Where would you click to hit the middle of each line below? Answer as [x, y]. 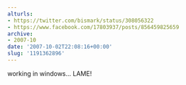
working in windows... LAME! [50, 73]
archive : [20, 34]
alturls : [20, 14]
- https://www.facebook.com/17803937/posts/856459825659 [93, 27]
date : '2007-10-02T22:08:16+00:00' [60, 47]
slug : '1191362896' [36, 54]
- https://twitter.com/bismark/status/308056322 [81, 21]
